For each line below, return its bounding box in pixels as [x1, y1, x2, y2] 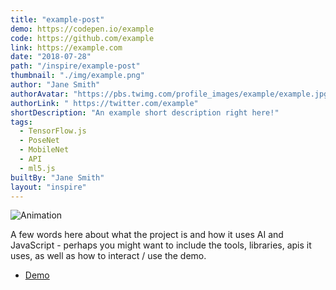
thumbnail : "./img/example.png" [10, 71, 145, 81]
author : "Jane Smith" [10, 80, 101, 90]
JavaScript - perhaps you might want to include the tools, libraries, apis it [10, 239, 312, 251]
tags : [10, 117, 33, 127]
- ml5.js [19, 163, 56, 173]
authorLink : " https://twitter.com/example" [10, 98, 199, 108]
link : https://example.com [10, 42, 123, 53]
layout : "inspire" [10, 182, 87, 192]
